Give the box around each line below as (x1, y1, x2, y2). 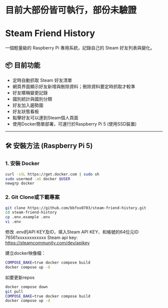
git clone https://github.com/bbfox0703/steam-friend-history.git (5, 205, 146, 210)
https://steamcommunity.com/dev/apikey (5, 240, 90, 246)
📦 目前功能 (5, 61, 41, 69)
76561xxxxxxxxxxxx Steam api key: (5, 235, 78, 241)
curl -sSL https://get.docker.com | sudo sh (5, 172, 99, 177)
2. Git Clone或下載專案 (5, 194, 60, 201)
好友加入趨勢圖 (12, 102, 43, 108)
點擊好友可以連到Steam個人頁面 (12, 114, 78, 120)
